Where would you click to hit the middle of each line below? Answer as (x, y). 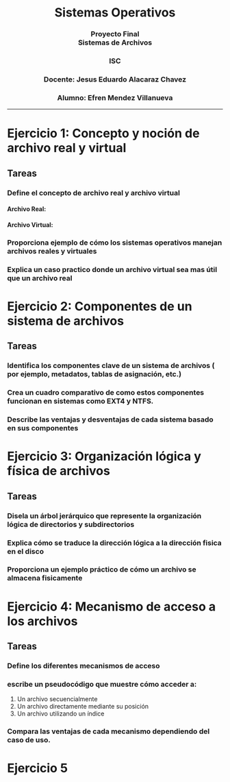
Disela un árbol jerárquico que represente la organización (104, 515)
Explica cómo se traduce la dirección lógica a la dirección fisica (115, 543)
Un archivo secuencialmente (57, 699)
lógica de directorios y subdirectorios (71, 524)
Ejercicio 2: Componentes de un (100, 306)
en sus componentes (43, 428)
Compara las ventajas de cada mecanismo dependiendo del (108, 731)
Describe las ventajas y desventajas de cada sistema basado (110, 419)
